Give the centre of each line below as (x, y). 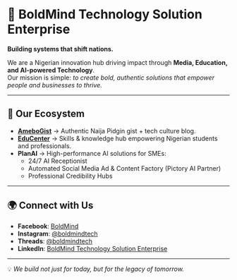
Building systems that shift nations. (61, 49)
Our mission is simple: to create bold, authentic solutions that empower (111, 78)
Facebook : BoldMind (48, 226)
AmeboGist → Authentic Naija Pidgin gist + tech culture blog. (107, 130)
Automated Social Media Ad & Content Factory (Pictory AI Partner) (124, 168)
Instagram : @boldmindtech (57, 233)
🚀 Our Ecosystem (46, 114)
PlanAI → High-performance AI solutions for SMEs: (92, 153)
